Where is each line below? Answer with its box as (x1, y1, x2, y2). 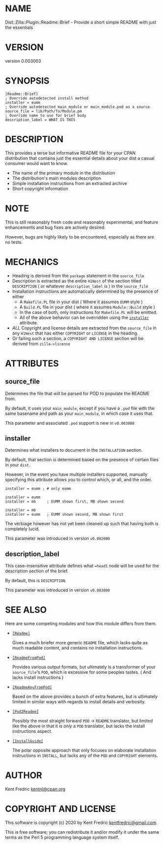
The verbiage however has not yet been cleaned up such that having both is (5, 521, 159, 527)
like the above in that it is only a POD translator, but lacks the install (12, 723, 145, 729)
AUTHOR (5, 770, 43, 781)
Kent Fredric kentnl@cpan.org (5, 786, 66, 792)
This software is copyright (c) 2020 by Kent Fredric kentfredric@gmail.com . (5, 820, 158, 826)
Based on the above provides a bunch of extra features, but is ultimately (12, 693, 158, 699)
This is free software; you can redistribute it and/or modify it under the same (5, 829, 159, 835)
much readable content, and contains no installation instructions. (12, 645, 143, 651)
